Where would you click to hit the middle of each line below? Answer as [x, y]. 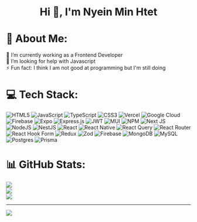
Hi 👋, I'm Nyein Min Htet [98, 12]
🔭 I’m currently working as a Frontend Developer [64, 55]
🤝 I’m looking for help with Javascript [51, 62]
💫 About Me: [37, 39]
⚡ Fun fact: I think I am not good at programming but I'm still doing [86, 68]
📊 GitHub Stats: [46, 165]
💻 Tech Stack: [42, 95]
